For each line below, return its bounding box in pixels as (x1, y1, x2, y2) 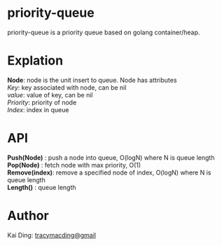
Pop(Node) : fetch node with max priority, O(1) (7, 160, 141, 169)
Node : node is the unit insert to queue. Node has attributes (7, 76, 177, 84)
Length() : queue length (7, 183, 76, 191)
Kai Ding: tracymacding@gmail (7, 231, 97, 239)
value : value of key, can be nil (7, 90, 93, 99)
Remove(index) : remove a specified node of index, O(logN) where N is (7, 168, 211, 177)
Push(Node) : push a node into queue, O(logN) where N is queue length (7, 153, 215, 162)
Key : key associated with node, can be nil (7, 83, 127, 92)
